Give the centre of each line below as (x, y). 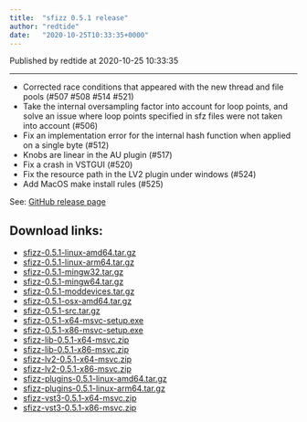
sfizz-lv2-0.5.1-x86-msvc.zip (77, 369)
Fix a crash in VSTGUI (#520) (78, 164)
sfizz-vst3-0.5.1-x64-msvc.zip (79, 398)
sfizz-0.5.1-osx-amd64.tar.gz (77, 301)
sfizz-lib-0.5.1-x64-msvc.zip (76, 340)
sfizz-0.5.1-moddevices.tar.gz (79, 291)
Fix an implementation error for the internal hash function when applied (157, 136)
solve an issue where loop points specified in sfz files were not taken (153, 116)
